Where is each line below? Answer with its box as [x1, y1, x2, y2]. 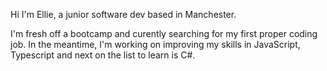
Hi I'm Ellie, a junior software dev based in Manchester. [10, 9, 237, 20]
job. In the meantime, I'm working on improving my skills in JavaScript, [10, 39, 301, 50]
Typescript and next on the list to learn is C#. [10, 49, 196, 61]
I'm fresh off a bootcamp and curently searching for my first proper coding [10, 28, 318, 39]
